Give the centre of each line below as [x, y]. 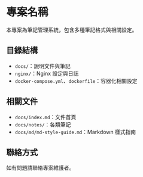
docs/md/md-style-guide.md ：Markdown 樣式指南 [75, 132]
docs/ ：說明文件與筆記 [42, 66]
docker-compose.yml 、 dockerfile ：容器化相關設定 [76, 80]
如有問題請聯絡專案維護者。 [40, 168]
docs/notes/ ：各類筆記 [43, 124]
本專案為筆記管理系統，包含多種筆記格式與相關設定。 [72, 30]
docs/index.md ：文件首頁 [45, 117]
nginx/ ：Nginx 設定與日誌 [47, 73]
